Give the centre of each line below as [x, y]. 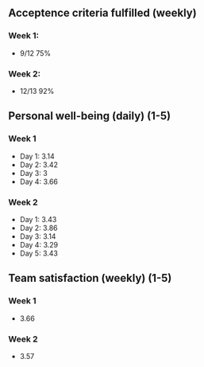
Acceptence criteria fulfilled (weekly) [102, 13]
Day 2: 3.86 [38, 228]
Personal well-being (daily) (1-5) [90, 116]
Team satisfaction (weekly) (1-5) [90, 278]
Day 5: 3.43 [38, 253]
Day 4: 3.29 [38, 244]
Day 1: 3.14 [37, 156]
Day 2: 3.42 [38, 164]
